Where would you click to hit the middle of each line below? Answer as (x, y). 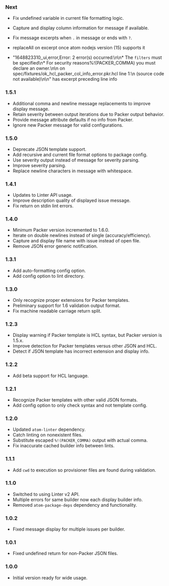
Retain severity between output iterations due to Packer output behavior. (88, 114)
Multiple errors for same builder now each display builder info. (78, 500)
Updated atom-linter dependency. (49, 429)
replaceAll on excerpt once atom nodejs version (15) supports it (79, 48)
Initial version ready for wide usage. (50, 577)
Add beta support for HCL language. (50, 376)
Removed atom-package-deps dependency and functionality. (75, 505)
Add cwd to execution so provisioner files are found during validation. (84, 470)
